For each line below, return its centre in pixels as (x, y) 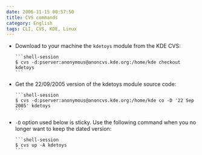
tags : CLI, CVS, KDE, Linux (42, 29)
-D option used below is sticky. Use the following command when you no (106, 122)
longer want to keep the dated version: (63, 129)
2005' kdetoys (33, 106)
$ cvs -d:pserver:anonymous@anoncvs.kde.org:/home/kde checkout (98, 62)
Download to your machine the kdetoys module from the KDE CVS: (98, 46)
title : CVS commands (32, 18)
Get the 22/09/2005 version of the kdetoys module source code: (96, 84)
